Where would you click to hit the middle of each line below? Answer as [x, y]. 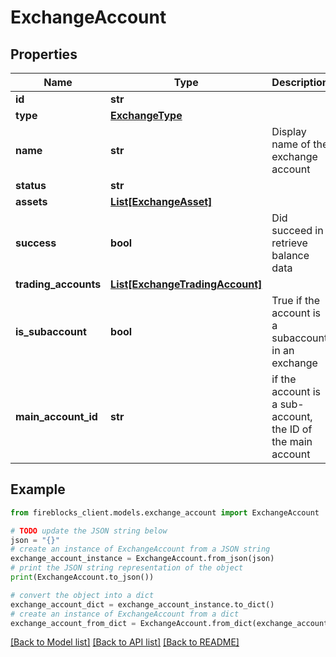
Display [289, 131]
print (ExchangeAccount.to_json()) [82, 577]
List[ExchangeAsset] [161, 201]
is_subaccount [51, 331]
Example [38, 489]
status [31, 185]
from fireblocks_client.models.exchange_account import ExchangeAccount [165, 512]
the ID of [292, 429]
